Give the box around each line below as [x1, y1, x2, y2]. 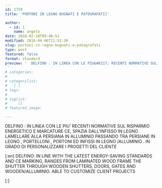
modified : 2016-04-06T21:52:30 [5, 38, 68, 43]
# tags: [5, 87, 21, 92]
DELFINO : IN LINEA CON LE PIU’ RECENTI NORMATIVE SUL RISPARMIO [5, 123, 150, 129]
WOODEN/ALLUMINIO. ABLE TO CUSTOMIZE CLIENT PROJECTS [5, 169, 136, 174]
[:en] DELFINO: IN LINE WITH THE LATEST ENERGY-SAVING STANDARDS [5, 153, 153, 159]
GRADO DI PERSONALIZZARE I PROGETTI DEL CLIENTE [5, 144, 117, 149]
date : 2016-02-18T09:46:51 [5, 34, 60, 39]
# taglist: [5, 97, 27, 101]
